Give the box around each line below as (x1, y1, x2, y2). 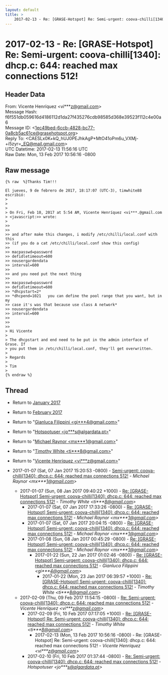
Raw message (5, 166, 50, 175)
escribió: (5, 193, 26, 198)
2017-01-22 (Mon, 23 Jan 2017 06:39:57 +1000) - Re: (42, 573, 152, 579)
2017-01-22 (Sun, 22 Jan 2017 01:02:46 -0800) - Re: (34, 552, 143, 558)
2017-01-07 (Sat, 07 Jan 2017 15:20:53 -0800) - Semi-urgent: (12, 468, 139, 473)
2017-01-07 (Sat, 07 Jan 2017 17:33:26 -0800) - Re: (27, 504, 133, 510)
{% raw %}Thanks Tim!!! (5, 179, 57, 185)
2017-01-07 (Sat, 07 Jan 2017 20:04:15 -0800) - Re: (27, 520, 134, 526)
